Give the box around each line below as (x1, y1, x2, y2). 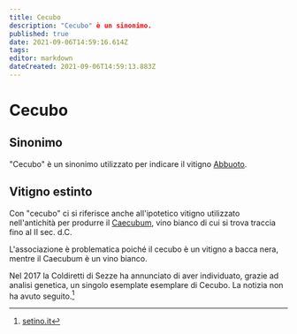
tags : (9, 46, 29, 55)
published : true (9, 29, 69, 38)
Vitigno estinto (9, 185, 93, 200)
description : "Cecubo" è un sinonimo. (9, 21, 152, 30)
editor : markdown (9, 54, 73, 63)
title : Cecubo (9, 12, 62, 22)
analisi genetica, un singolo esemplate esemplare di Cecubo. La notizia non (9, 279, 284, 290)
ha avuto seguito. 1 (9, 289, 75, 301)
